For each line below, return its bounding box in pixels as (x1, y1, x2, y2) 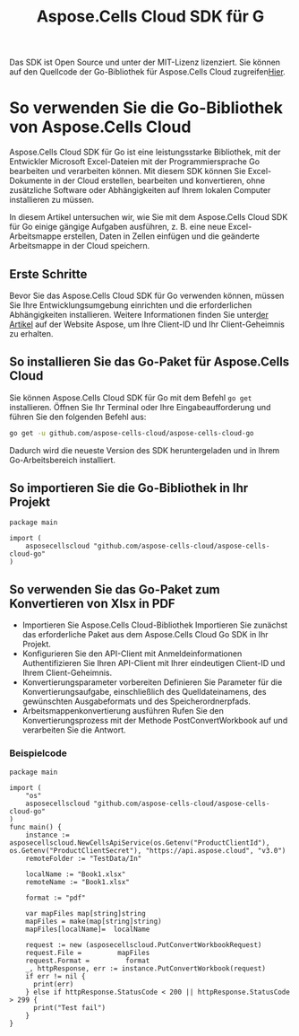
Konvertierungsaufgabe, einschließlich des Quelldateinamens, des (21, 687, 267, 698)
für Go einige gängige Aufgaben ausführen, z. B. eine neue (9, 222, 226, 233)
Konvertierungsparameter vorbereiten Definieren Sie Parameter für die (21, 677, 283, 688)
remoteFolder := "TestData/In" (25, 854, 142, 863)
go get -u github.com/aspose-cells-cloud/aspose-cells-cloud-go (9, 428, 254, 437)
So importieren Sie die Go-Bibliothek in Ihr (9, 480, 249, 496)
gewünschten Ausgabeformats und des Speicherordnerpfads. (21, 696, 251, 707)
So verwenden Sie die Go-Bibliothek (9, 98, 284, 119)
